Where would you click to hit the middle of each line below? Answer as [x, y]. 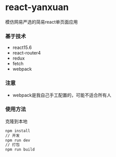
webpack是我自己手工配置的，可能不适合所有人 [62, 95]
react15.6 [22, 47]
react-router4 [27, 53]
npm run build [20, 150]
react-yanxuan [37, 7]
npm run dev [18, 140]
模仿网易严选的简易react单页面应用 [42, 22]
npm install [18, 131]
